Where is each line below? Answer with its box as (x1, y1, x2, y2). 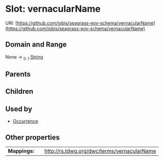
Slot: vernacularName (5, 3, 101, 15)
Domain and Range (5, 40, 67, 49)
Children (5, 87, 33, 96)
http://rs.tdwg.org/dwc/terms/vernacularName (44, 147, 156, 154)
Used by (5, 104, 32, 113)
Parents (5, 70, 31, 78)
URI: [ (5, 20, 17, 26)
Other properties (5, 133, 60, 142)
